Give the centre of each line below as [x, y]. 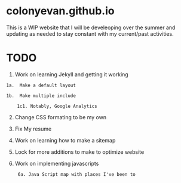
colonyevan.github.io [60, 11]
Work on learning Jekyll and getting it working [71, 74]
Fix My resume [33, 129]
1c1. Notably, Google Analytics [57, 106]
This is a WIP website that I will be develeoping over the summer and [91, 27]
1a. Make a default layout [41, 85]
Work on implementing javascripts [57, 163]
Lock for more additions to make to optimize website [79, 152]
